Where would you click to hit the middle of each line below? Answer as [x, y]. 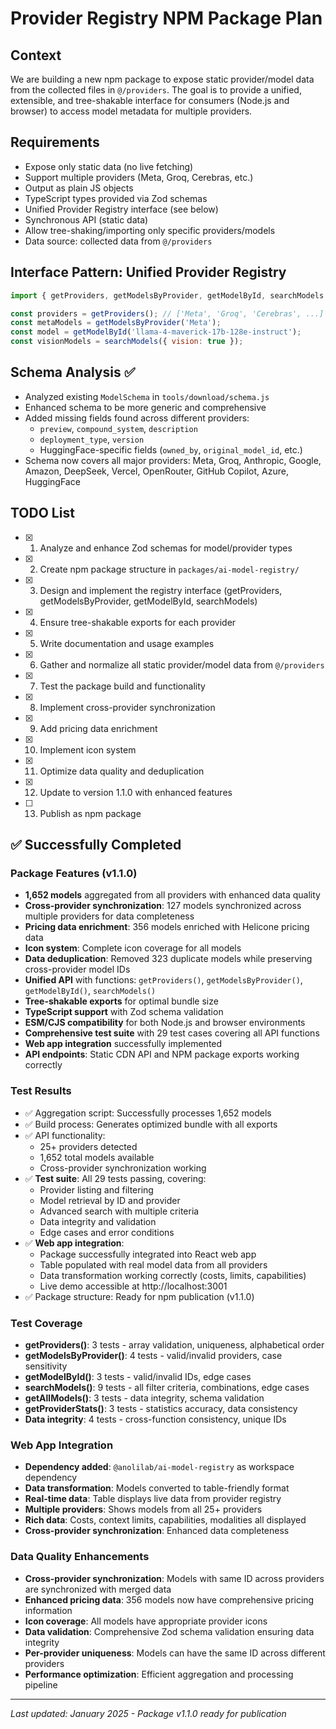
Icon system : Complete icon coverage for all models [133, 948]
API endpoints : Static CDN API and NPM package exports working [162, 1054]
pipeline [41, 1684]
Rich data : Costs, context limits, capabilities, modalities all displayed [165, 1520]
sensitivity [46, 1366]
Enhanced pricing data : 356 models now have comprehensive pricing [169, 1599]
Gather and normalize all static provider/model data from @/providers [182, 664]
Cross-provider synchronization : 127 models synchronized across [163, 906]
